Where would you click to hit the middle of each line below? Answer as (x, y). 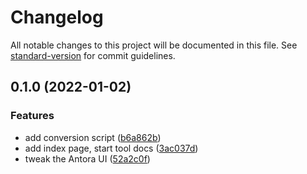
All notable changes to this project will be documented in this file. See (154, 45)
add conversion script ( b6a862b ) (93, 137)
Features (32, 116)
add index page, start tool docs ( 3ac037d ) (111, 148)
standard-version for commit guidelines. (93, 55)
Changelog (57, 17)
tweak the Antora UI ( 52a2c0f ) (87, 158)
